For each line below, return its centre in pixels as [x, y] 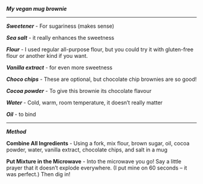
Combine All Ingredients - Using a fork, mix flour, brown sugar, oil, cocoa [98, 143]
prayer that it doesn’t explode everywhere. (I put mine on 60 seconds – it [97, 168]
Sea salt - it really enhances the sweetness [60, 38]
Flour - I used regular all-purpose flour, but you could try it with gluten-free [100, 49]
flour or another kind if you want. [47, 56]
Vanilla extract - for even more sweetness [60, 68]
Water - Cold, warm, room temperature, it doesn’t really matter [85, 103]
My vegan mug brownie [37, 9]
